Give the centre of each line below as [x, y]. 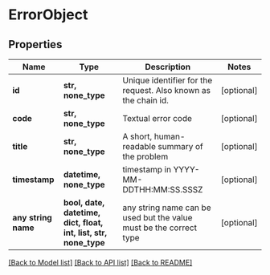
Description [168, 67]
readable [139, 146]
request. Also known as [167, 90]
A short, [137, 136]
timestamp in [147, 170]
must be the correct [160, 228]
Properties [35, 44]
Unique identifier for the [168, 80]
